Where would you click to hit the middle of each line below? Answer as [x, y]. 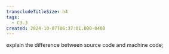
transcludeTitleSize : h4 [37, 12]
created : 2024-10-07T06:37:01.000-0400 [56, 28]
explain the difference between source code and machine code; [85, 45]
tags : [13, 17]
